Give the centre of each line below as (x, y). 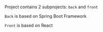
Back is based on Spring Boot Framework (46, 16)
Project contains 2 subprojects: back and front (51, 7)
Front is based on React (29, 25)
